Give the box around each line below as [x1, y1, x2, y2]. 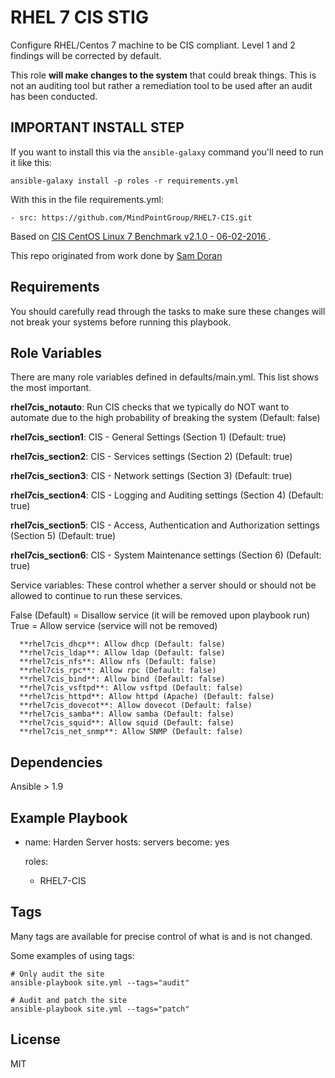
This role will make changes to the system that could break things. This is [10, 69, 317, 81]
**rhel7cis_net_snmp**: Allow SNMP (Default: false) [19, 727, 244, 737]
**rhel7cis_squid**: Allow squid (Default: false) [19, 718, 235, 728]
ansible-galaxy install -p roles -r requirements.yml [10, 176, 240, 186]
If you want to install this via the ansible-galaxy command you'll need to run [10, 146, 324, 158]
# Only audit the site [10, 969, 105, 979]
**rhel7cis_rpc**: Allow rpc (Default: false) [19, 666, 217, 676]
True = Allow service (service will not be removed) [10, 620, 218, 632]
